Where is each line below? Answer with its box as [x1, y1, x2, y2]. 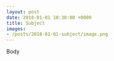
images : [6, 25, 26, 32]
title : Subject [6, 20, 45, 26]
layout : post [6, 8, 40, 15]
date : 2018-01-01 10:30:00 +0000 [6, 14, 92, 21]
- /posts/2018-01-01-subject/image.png [6, 31, 108, 37]
